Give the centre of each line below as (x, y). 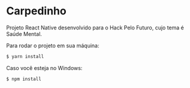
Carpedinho (37, 11)
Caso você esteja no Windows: (44, 68)
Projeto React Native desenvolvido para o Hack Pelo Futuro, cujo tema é (95, 28)
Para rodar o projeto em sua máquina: (53, 45)
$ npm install (24, 79)
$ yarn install (25, 56)
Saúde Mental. (24, 34)
